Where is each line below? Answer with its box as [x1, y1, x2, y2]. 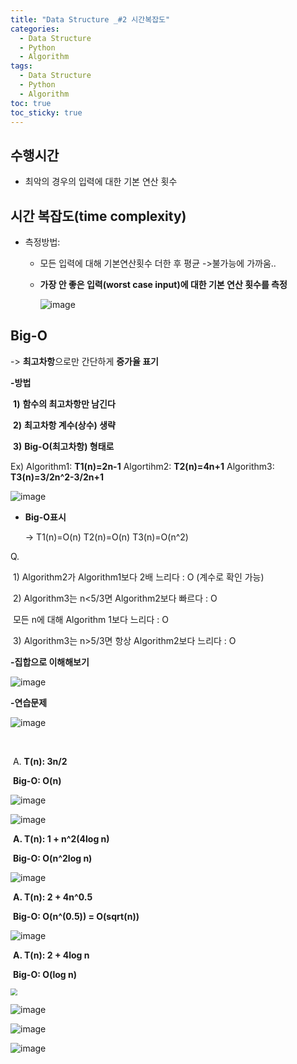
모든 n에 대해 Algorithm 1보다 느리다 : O [12, 613, 169, 625]
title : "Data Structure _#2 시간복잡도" [10, 14, 171, 25]
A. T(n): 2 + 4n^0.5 [12, 891, 93, 903]
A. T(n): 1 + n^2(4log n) [12, 832, 110, 845]
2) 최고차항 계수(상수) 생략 [12, 419, 116, 431]
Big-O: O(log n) [12, 968, 78, 980]
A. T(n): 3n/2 [12, 755, 68, 767]
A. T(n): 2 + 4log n [12, 949, 90, 961]
